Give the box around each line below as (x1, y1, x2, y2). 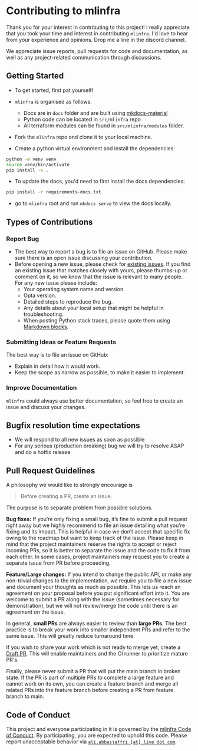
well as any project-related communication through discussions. (6, 54, 162, 61)
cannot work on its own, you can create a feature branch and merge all (6, 680, 179, 687)
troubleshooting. (23, 311, 64, 318)
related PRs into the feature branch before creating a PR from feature (6, 687, 174, 694)
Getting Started (6, 71, 64, 81)
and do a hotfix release (14, 449, 71, 456)
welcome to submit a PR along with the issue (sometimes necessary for (6, 596, 180, 603)
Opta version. (23, 292, 57, 299)
